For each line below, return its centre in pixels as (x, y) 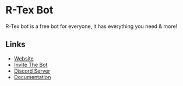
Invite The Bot (31, 64)
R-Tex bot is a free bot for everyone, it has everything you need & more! (91, 26)
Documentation (32, 77)
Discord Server (32, 71)
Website (24, 58)
